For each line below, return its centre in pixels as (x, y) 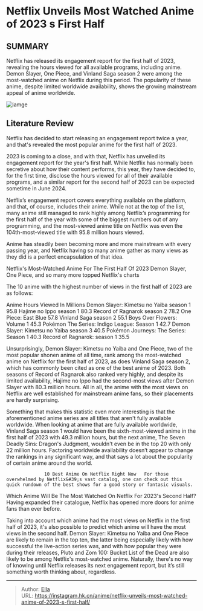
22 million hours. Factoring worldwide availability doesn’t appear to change (100, 450)
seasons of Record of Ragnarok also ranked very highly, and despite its (95, 374)
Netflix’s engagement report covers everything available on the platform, (96, 200)
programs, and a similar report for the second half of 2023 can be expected (100, 182)
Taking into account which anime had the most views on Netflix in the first (98, 520)
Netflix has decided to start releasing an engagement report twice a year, (97, 138)
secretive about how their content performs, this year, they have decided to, (101, 169)
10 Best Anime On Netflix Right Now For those (107, 474)
